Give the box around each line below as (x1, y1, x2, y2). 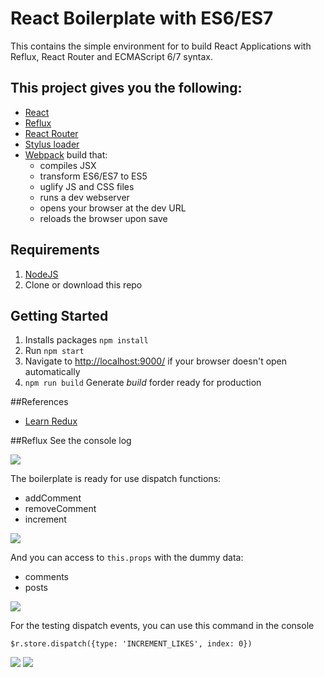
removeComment (24, 503, 97, 515)
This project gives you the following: (10, 80, 243, 97)
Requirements (10, 242, 100, 259)
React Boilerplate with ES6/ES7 (10, 7, 274, 30)
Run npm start (24, 345, 85, 357)
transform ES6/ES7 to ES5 (39, 170, 148, 182)
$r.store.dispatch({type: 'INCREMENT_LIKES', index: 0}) (10, 639, 253, 649)
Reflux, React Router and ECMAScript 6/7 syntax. (10, 50, 213, 62)
